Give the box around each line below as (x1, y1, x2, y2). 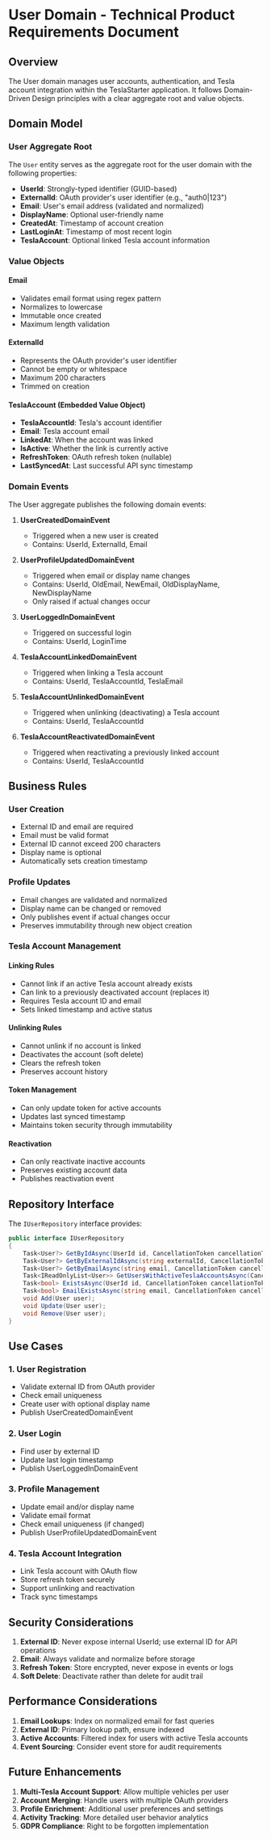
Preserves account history (19, 1067, 108, 1076)
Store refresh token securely (19, 1575, 115, 1584)
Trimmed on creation (19, 381, 90, 391)
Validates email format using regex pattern (19, 293, 161, 303)
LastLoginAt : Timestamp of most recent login (19, 226, 172, 236)
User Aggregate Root (8, 141, 93, 153)
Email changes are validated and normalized (19, 894, 168, 904)
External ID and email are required (19, 822, 134, 831)
